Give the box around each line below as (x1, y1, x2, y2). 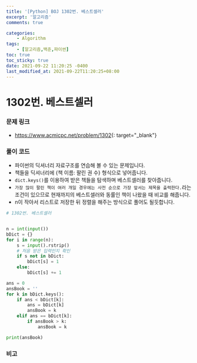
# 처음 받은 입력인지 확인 (16, 248, 71, 254)
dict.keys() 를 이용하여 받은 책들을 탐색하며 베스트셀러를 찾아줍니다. (14, 177, 173, 184)
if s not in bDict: (16, 253, 65, 259)
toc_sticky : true (6, 57, 49, 63)
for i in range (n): (6, 237, 54, 243)
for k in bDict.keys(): (6, 291, 65, 297)
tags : (6, 41, 19, 47)
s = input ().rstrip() (16, 242, 69, 248)
